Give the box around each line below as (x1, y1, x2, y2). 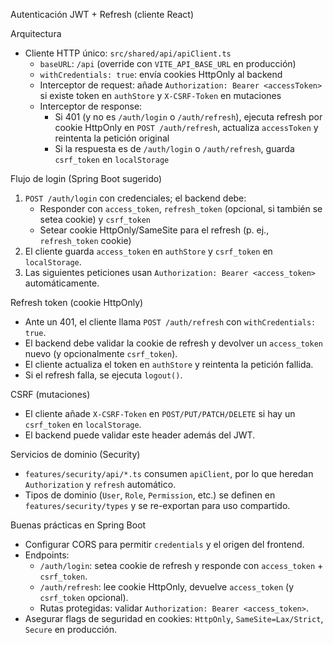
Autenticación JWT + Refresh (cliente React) (10, 9, 195, 20)
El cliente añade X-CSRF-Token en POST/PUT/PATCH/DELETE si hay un (24, 408, 296, 419)
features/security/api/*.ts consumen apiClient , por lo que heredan (24, 468, 314, 479)
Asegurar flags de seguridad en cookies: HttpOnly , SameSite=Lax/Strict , (24, 613, 324, 624)
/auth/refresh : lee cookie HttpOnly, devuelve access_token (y (39, 581, 295, 593)
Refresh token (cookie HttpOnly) (10, 297, 144, 308)
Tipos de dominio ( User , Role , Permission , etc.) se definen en (24, 489, 276, 501)
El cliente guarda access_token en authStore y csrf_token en (24, 245, 273, 257)
